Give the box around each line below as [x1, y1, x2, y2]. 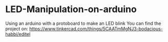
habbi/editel [5, 31, 31, 37]
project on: [5, 25, 28, 31]
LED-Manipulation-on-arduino [5, 4, 137, 15]
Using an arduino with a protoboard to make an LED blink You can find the [5, 20, 161, 26]
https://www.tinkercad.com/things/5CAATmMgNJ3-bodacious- [29, 25, 163, 31]
